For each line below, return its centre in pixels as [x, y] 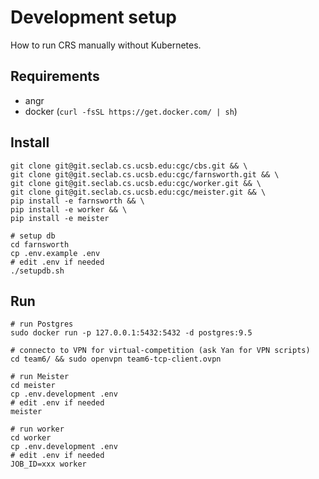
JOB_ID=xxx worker [48, 464]
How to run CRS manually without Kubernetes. [106, 45]
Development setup [94, 17]
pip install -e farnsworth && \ [77, 201]
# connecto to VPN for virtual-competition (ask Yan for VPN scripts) [160, 351]
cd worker [31, 438]
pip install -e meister [60, 218]
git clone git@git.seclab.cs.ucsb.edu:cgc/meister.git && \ [138, 192]
